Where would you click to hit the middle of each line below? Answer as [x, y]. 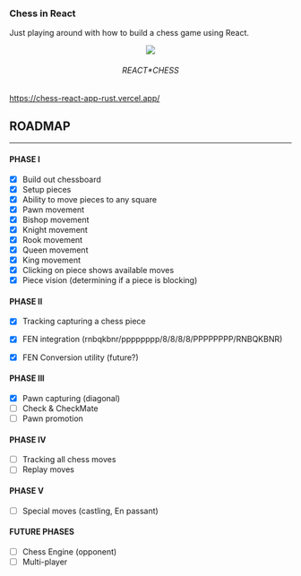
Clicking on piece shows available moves [98, 271]
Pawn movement [53, 210]
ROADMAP [40, 126]
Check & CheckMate [60, 408]
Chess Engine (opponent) [69, 551]
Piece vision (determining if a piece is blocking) [110, 280]
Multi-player [45, 562]
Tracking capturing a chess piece [84, 322]
